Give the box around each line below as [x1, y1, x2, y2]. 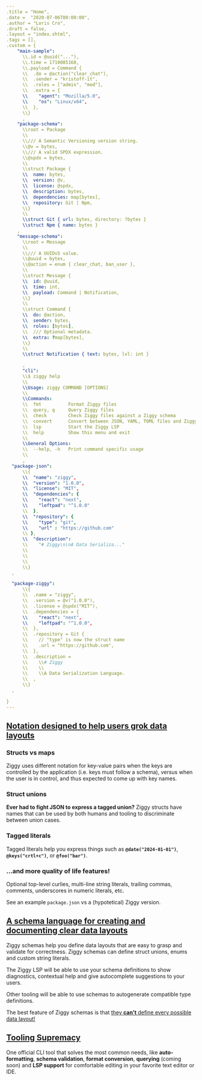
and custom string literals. [6, 954, 71, 962]
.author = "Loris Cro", [6, 20, 66, 26]
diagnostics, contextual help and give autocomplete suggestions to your [6, 973, 185, 980]
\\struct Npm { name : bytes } [22, 222, 98, 228]
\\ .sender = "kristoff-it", [22, 76, 98, 82]
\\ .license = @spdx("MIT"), [22, 603, 98, 609]
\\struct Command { [22, 306, 71, 313]
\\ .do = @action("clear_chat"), [22, 71, 109, 77]
